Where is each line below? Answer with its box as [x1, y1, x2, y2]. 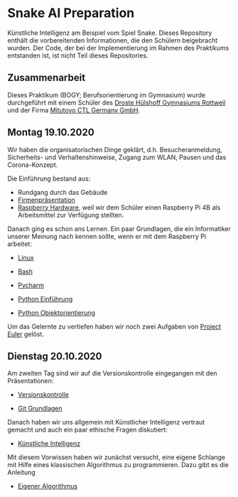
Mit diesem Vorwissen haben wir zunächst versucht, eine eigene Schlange [7, 453, 226, 461]
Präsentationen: [7, 377, 54, 385]
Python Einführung [17, 294, 73, 303]
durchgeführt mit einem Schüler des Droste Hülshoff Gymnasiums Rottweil [7, 98, 226, 107]
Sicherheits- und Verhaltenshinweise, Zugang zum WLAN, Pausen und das [7, 153, 227, 161]
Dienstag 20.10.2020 [7, 350, 102, 362]
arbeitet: [7, 240, 32, 248]
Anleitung [7, 468, 36, 477]
